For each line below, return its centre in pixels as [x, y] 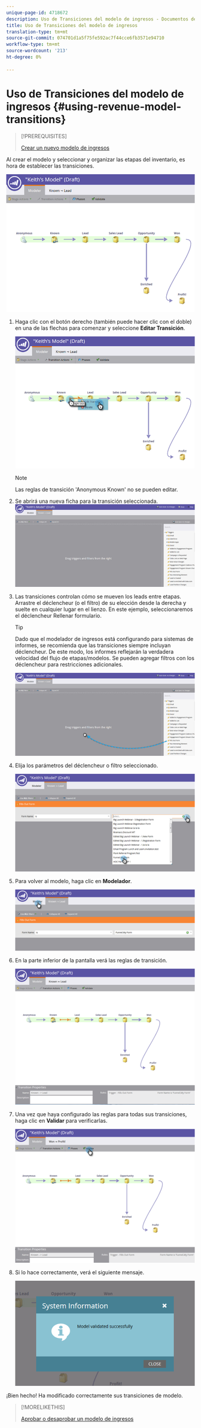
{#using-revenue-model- [117, 107]
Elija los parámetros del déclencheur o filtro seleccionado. [86, 765]
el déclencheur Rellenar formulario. [58, 616]
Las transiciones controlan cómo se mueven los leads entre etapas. [98, 597]
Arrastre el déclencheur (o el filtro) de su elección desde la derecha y [100, 603]
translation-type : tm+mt [37, 32]
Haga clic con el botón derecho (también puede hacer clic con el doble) [103, 322]
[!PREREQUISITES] [44, 136]
